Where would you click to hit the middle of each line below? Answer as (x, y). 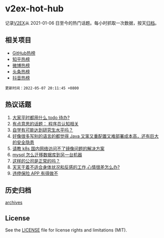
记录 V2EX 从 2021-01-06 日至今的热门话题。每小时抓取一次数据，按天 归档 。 (82, 23)
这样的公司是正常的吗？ (36, 161)
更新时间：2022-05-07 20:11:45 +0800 (42, 88)
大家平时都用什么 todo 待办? (41, 118)
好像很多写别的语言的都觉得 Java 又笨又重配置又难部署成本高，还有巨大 (85, 136)
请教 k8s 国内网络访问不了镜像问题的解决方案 (58, 148)
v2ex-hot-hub (35, 9)
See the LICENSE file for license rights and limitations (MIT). (66, 230)
